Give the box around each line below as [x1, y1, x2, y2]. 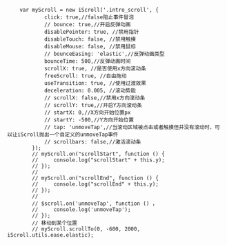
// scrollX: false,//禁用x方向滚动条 [43, 95, 146, 101]
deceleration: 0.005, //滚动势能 [43, 87, 137, 94]
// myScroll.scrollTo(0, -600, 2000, [32, 226, 140, 233]
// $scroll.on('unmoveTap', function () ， [32, 200, 158, 207]
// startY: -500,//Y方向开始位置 [43, 117, 135, 124]
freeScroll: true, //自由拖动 [43, 72, 127, 79]
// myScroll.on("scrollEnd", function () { [32, 175, 159, 182]
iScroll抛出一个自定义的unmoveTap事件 [17, 131, 119, 138]
